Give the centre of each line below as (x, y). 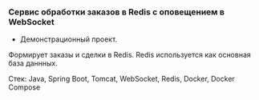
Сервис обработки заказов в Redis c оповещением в (116, 12)
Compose (24, 87)
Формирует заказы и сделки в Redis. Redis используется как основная (129, 55)
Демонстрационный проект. (69, 39)
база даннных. (33, 63)
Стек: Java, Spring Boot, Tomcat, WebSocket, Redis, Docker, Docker (121, 79)
